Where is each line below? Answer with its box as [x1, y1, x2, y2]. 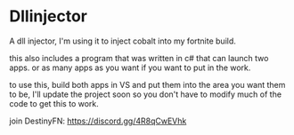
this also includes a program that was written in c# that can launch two [9, 52, 269, 63]
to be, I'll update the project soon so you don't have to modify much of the [9, 89, 282, 99]
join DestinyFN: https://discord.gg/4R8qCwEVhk [9, 115, 187, 126]
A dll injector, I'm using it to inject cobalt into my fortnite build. [9, 36, 236, 46]
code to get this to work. [9, 98, 100, 108]
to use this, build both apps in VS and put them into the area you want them [9, 79, 286, 90]
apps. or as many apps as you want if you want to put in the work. [9, 62, 251, 73]
